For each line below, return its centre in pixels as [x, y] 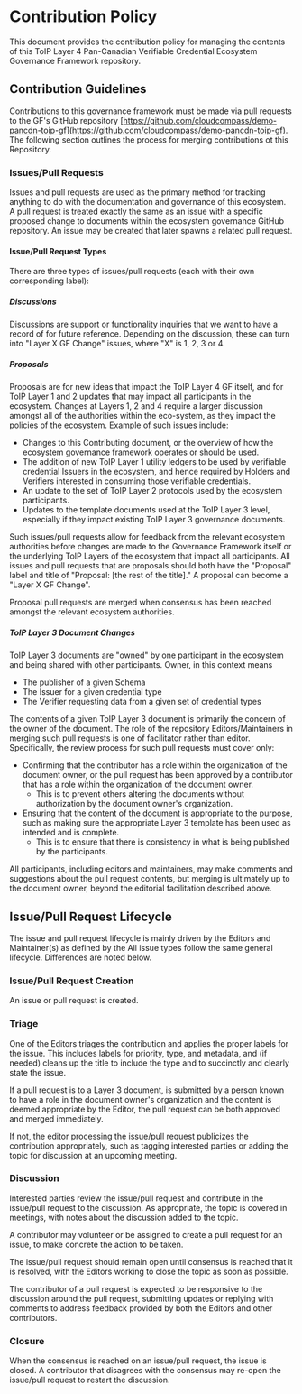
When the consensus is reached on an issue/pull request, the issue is [138, 1361]
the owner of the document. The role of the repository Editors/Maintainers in [151, 729]
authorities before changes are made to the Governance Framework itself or [151, 547]
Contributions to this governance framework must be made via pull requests [151, 111]
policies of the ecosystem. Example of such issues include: [119, 425]
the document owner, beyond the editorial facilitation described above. [141, 888]
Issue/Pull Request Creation [72, 981]
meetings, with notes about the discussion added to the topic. [124, 1217]
